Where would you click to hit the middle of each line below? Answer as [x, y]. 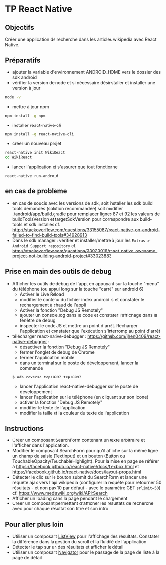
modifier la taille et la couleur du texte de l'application [74, 413]
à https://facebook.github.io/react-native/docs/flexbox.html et [76, 467]
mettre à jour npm [30, 106]
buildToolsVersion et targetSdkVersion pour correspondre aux [75, 219]
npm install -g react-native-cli [40, 134]
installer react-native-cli [37, 125]
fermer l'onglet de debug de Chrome [57, 352]
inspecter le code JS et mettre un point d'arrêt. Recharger [79, 325]
